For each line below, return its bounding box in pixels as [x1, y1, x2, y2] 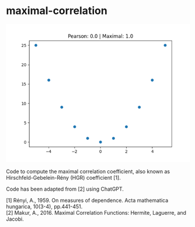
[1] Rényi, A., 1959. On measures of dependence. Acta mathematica [6, 197, 169, 204]
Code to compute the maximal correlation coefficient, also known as [6, 168, 170, 175]
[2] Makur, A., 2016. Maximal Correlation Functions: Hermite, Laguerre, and [6, 209, 187, 216]
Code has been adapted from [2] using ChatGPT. [6, 185, 124, 192]
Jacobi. [6, 215, 25, 222]
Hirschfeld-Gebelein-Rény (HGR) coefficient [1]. [6, 174, 121, 181]
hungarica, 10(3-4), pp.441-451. [6, 203, 83, 210]
